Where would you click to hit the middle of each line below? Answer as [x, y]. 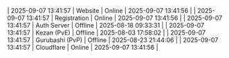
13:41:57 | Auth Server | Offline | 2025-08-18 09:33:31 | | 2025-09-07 [106, 25]
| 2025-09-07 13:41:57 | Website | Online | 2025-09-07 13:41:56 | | [101, 11]
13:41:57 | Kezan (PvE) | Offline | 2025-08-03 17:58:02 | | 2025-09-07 [107, 32]
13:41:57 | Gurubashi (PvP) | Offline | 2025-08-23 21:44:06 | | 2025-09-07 [113, 40]
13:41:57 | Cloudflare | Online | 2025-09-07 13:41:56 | [83, 47]
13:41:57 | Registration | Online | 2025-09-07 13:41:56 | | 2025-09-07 [125, 18]
